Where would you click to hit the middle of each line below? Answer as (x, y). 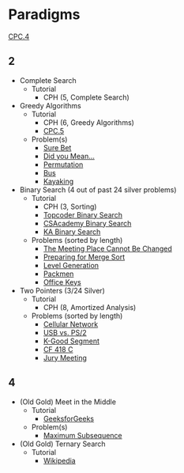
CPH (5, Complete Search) (86, 97)
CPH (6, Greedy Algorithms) (88, 122)
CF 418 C (58, 349)
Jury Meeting (65, 358)
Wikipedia (60, 460)
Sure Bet (57, 147)
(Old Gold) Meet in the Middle (68, 402)
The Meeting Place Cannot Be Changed (107, 248)
